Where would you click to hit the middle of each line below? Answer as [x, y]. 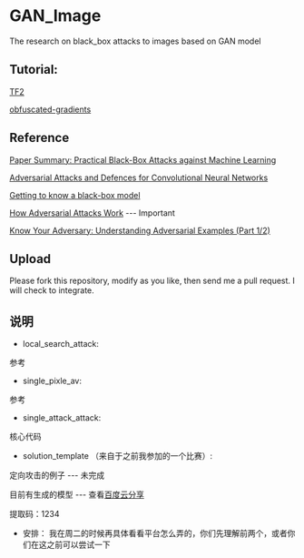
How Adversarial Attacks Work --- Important [92, 213]
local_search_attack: [61, 344]
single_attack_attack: [62, 418]
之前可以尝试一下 [78, 545]
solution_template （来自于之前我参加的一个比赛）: [118, 456]
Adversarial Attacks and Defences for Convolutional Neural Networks [139, 178]
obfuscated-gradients [50, 109]
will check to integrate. [52, 290]
